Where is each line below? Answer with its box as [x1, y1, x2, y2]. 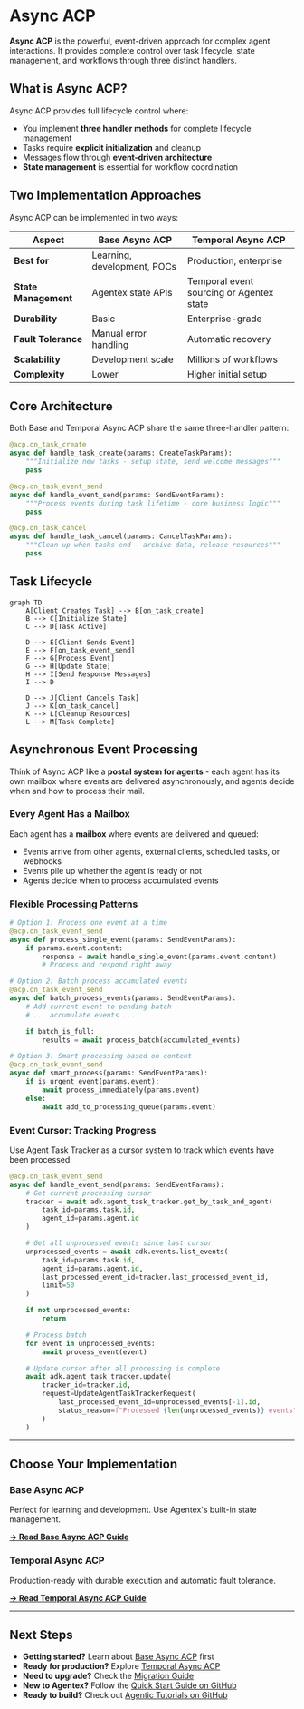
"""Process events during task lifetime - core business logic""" [25, 498, 281, 508]
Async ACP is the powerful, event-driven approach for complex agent [9, 35, 271, 46]
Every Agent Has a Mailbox [9, 808, 131, 820]
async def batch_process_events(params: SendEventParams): [9, 994, 237, 1003]
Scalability [14, 353, 61, 366]
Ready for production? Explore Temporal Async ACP [22, 1661, 221, 1672]
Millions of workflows [186, 353, 279, 366]
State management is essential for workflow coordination [22, 161, 238, 172]
